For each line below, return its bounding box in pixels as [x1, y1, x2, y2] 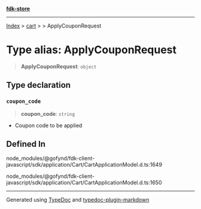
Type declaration [6, 80, 71, 90]
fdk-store [6, 5, 31, 12]
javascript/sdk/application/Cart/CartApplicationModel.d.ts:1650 [6, 179, 163, 186]
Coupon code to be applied [14, 122, 83, 129]
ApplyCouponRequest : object [20, 63, 97, 70]
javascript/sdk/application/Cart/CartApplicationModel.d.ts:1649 [6, 161, 163, 168]
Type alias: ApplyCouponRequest [6, 43, 177, 57]
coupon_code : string [20, 110, 75, 117]
